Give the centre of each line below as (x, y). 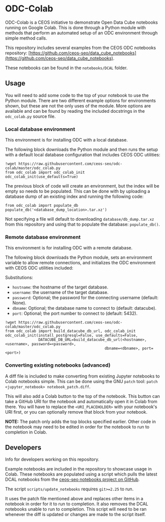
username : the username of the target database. (60, 292)
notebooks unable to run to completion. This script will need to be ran (76, 509)
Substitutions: (19, 278)
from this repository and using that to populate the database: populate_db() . (82, 224)
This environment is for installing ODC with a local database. (66, 140)
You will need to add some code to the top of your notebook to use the (77, 95)
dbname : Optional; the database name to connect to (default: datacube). (84, 308)
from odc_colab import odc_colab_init (45, 173)
